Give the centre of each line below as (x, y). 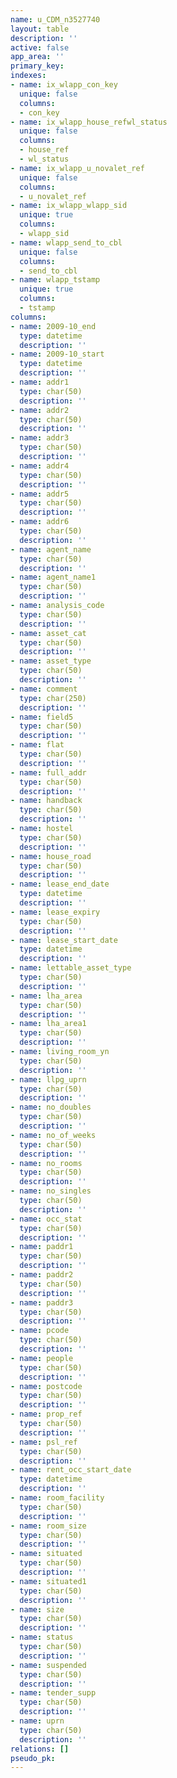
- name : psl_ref (44, 1442)
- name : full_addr (48, 772)
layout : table (40, 29)
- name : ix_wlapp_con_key (64, 85)
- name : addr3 (40, 438)
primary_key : (37, 66)
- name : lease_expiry (55, 912)
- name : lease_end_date (60, 884)
